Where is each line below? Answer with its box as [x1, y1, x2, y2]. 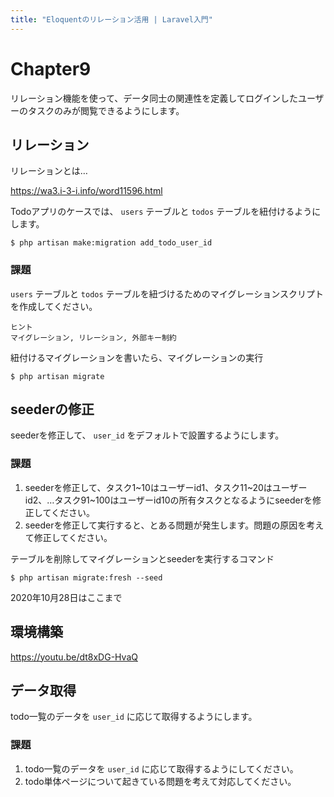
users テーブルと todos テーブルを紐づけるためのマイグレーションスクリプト [10, 287, 324, 300]
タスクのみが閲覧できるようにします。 [27, 104, 185, 116]
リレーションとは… [10, 165, 88, 177]
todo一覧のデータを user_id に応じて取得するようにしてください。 [24, 762, 299, 775]
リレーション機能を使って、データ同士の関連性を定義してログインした [10, 92, 298, 104]
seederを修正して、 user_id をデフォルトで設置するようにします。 [10, 429, 285, 441]
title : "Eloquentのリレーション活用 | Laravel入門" [10, 14, 213, 25]
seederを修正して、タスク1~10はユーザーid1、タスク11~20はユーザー [24, 481, 308, 493]
